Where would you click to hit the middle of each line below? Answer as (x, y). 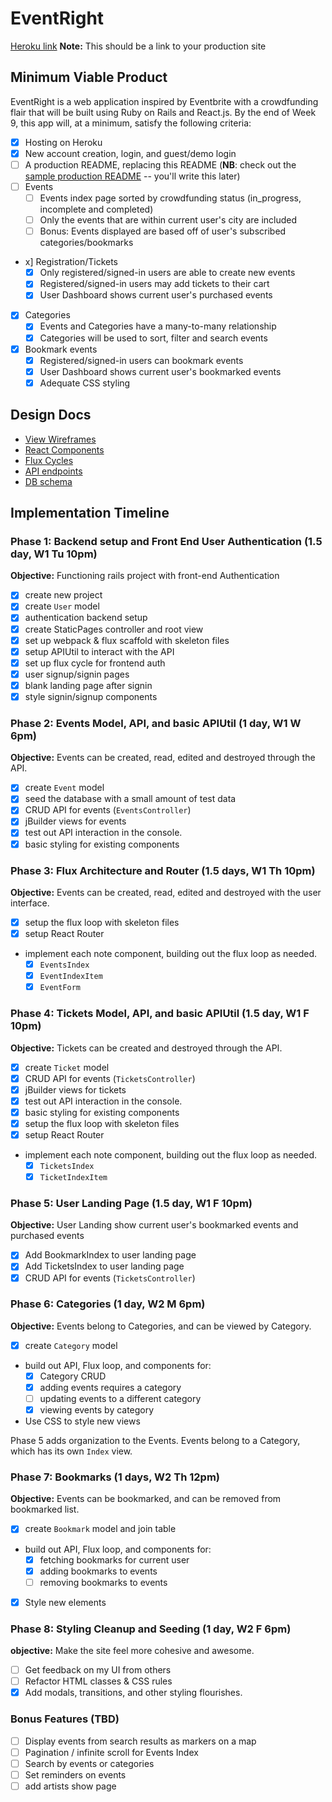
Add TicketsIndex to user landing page (104, 1266)
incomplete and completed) (96, 209)
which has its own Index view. (71, 1451)
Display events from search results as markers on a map (140, 1741)
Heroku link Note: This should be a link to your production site (138, 46)
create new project (63, 595)
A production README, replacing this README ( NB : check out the (160, 164)
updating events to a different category (120, 1399)
